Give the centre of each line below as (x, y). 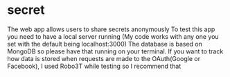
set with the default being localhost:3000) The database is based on (105, 44)
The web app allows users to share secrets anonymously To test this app (111, 29)
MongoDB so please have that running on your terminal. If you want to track (115, 51)
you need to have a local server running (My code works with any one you (113, 36)
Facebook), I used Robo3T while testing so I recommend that (94, 66)
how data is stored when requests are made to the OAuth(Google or (104, 58)
